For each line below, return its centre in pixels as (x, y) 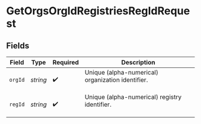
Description (138, 62)
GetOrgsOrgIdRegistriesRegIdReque (98, 11)
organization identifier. (116, 80)
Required (66, 62)
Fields (18, 46)
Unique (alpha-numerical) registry (133, 97)
